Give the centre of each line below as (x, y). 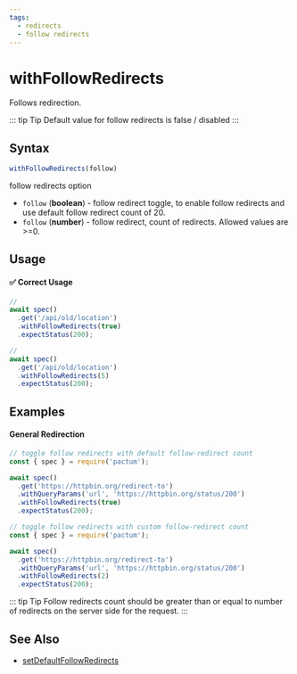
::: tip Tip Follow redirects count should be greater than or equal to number (146, 602)
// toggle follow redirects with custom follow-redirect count (129, 527)
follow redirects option (50, 185)
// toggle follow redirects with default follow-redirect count (131, 453)
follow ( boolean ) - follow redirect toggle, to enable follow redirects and (153, 203)
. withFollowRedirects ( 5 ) (63, 375)
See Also (34, 639)
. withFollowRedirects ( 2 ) (63, 576)
